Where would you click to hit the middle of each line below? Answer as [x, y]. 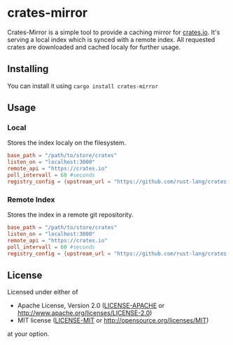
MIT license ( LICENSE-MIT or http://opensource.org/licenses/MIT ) [113, 321]
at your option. [28, 334]
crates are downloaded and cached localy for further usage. [94, 47]
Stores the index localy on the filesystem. [67, 143]
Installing [28, 69]
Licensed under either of [43, 292]
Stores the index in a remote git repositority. [70, 215]
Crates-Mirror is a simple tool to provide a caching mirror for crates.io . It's [114, 32]
